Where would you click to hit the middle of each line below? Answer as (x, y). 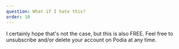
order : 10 (18, 17)
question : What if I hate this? (46, 11)
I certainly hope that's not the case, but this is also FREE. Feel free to (90, 33)
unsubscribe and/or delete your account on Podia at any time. (81, 40)
